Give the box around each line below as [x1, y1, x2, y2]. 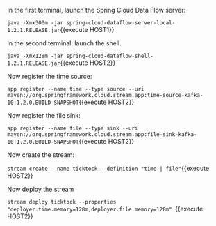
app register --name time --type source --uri [7, 86, 144, 93]
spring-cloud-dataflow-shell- [66, 52, 154, 59]
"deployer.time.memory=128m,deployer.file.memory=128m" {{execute [7, 205, 203, 213]
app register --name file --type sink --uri [7, 125, 138, 132]
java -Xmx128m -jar [7, 52, 64, 59]
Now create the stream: [7, 151, 75, 159]
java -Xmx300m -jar [7, 20, 64, 27]
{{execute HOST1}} [60, 26, 115, 33]
